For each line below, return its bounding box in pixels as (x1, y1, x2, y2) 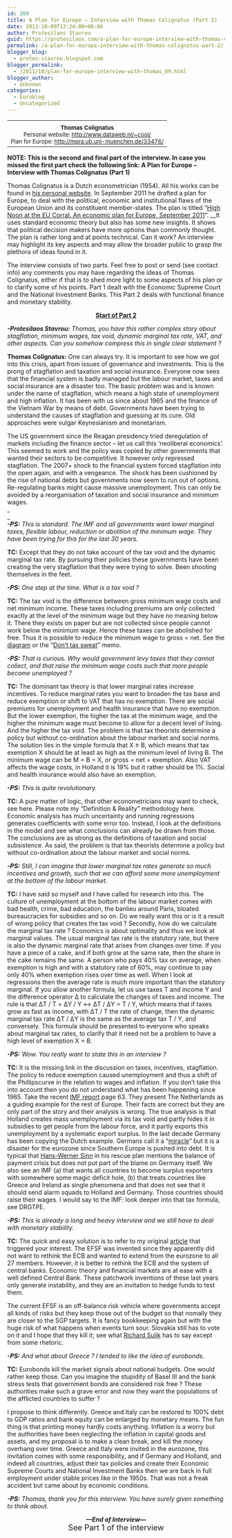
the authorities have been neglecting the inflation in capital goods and (7, 1430, 206, 1438)
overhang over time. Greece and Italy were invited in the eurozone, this (7, 1444, 209, 1452)
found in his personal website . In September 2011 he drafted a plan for (7, 189, 206, 197)
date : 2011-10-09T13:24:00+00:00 (7, 23, 104, 30)
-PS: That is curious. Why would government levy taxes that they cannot (7, 654, 215, 662)
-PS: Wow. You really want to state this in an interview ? (7, 1050, 167, 1058)
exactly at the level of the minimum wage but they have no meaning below (7, 611, 219, 619)
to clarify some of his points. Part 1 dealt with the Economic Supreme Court (7, 282, 221, 291)
